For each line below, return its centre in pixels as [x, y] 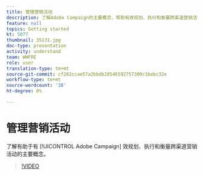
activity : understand [34, 52]
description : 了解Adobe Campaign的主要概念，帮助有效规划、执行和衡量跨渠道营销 [100, 18]
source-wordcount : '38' [36, 86]
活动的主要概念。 [28, 154]
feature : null [24, 23]
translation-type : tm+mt [38, 68]
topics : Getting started [38, 29]
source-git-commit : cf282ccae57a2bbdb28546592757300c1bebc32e [87, 74]
